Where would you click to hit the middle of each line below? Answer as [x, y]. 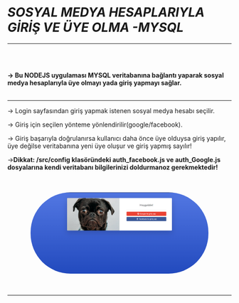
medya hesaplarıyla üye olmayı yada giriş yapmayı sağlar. [95, 83]
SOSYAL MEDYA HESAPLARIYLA [106, 12]
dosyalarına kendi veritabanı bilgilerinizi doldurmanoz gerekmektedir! [113, 167]
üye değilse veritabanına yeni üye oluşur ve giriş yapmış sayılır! [100, 146]
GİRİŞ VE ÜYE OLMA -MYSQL [95, 27]
